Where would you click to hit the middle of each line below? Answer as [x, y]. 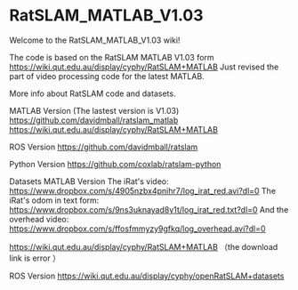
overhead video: [39, 219]
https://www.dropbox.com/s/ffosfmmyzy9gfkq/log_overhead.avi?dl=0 [137, 229]
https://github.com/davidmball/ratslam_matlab [94, 120]
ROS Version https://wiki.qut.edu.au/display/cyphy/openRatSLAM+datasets [147, 276]
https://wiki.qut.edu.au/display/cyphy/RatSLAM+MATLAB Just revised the [144, 67]
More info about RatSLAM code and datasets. [93, 93]
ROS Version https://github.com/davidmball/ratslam [104, 147]
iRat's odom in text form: [54, 200]
